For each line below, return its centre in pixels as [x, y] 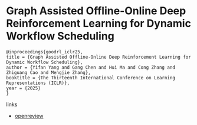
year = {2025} [24, 88]
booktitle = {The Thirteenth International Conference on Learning [91, 78]
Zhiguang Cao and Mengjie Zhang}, [49, 72]
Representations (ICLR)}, [38, 83]
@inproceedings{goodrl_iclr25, [45, 52]
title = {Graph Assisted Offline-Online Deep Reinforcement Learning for [99, 57]
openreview [29, 116]
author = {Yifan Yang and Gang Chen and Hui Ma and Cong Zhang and [91, 67]
